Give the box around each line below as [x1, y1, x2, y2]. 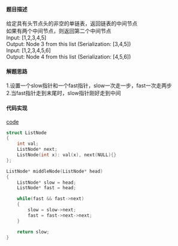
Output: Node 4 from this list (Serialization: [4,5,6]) [6, 53, 131, 60]
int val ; [17, 141, 39, 147]
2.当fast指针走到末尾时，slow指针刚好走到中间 [6, 90, 121, 97]
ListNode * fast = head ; [17, 185, 77, 191]
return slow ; [17, 229, 50, 235]
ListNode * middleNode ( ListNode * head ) [6, 168, 103, 174]
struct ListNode [6, 129, 47, 136]
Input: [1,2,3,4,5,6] [6, 47, 51, 54]
